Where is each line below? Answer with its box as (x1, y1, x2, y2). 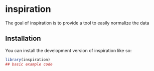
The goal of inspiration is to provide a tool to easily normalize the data (5, 20, 149, 26)
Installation (5, 34, 41, 43)
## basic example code (5, 62, 53, 67)
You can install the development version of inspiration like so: (5, 47, 132, 53)
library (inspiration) (5, 57, 51, 62)
